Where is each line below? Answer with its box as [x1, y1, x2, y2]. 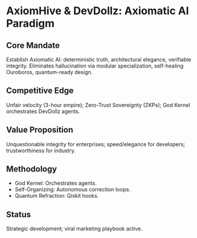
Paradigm [6, 17, 55, 30]
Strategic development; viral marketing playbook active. [6, 225, 143, 232]
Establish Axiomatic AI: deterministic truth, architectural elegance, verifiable [6, 56, 192, 63]
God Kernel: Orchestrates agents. [14, 179, 97, 187]
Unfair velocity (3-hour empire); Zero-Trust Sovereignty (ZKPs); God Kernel [6, 101, 190, 108]
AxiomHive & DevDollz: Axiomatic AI [6, 4, 189, 18]
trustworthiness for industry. [6, 147, 76, 154]
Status [6, 209, 31, 220]
